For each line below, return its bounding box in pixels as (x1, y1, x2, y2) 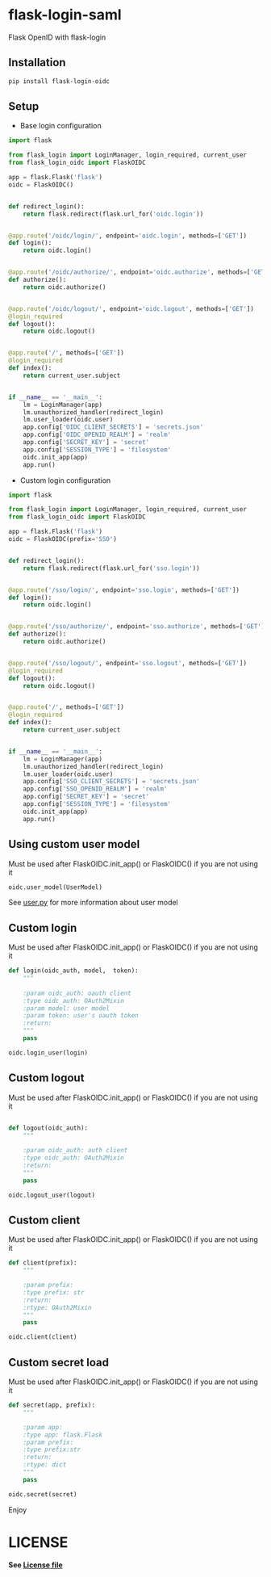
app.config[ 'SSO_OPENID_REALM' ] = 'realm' (23, 785, 168, 793)
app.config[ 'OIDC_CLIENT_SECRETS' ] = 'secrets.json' (23, 423, 204, 431)
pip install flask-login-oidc (8, 77, 110, 86)
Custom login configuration (19, 475, 111, 485)
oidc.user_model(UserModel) (8, 883, 103, 891)
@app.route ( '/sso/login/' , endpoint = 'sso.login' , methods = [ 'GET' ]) (8, 585, 240, 594)
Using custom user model (8, 837, 140, 851)
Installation (8, 56, 66, 69)
